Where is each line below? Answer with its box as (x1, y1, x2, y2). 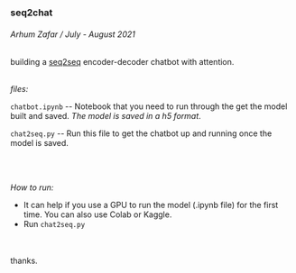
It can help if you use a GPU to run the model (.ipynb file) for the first (23, 200, 279, 211)
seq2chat (10, 6, 53, 19)
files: (10, 84, 29, 95)
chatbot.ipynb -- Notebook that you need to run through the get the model (10, 101, 288, 112)
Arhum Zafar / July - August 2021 (10, 29, 136, 40)
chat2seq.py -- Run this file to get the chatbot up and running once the (10, 128, 273, 139)
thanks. (10, 255, 39, 267)
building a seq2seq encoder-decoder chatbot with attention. (10, 57, 235, 68)
